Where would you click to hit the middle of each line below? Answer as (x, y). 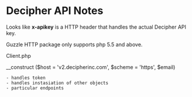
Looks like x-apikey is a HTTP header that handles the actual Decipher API (96, 27)
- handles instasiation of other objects (57, 83)
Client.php (18, 56)
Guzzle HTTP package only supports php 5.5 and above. (74, 44)
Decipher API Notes (55, 11)
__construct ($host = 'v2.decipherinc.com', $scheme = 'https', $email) (91, 67)
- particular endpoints (35, 88)
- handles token (26, 78)
